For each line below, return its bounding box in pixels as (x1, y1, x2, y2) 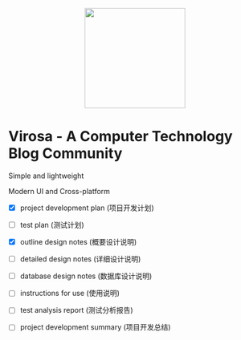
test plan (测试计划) (19, 221, 84, 229)
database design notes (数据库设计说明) (19, 271, 153, 281)
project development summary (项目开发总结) (19, 322, 171, 332)
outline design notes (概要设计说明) (19, 237, 137, 247)
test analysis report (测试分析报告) (19, 306, 134, 315)
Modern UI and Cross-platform (8, 186, 111, 196)
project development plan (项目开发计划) (19, 203, 154, 212)
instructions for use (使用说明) (19, 289, 120, 298)
